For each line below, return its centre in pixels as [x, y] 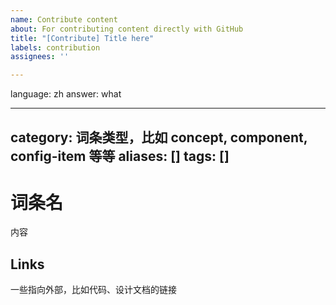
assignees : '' [40, 57]
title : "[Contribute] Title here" [82, 38]
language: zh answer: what [66, 94]
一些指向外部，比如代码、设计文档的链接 [93, 290]
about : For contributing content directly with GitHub [127, 29]
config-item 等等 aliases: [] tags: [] [120, 156]
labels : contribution [55, 47]
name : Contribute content [64, 19]
